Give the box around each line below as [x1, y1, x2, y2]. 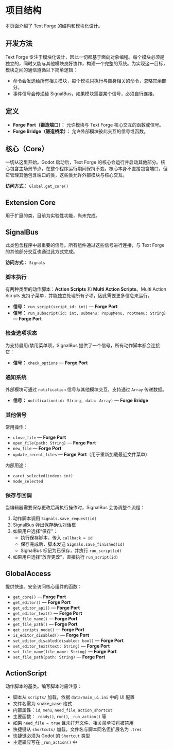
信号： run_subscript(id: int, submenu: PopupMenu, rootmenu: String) [12, 310, 166, 316]
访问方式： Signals [5, 259, 46, 265]
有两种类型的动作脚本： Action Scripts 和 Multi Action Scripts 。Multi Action [5, 286, 166, 292]
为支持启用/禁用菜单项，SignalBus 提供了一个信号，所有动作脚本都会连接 [5, 342, 161, 348]
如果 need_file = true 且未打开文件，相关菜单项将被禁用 [12, 720, 134, 726]
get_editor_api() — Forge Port [12, 605, 80, 611]
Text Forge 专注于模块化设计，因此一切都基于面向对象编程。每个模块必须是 [5, 53, 165, 60]
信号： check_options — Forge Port [12, 360, 88, 366]
